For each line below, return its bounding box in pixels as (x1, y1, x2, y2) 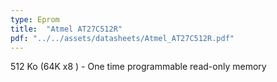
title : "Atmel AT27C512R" (10, 24, 123, 34)
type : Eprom (10, 14, 60, 25)
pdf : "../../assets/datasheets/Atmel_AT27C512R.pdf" (10, 33, 235, 43)
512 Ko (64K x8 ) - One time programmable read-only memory (10, 61, 267, 73)
